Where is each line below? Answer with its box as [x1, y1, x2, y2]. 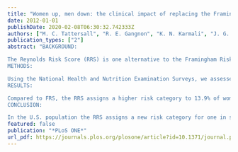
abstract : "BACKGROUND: [7, 43, 78, 50]
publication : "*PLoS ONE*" [7, 127, 87, 134]
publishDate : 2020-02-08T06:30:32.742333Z [7, 23, 135, 30]
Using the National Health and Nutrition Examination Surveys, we [7, 75, 208, 82]
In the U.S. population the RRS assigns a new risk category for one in [7, 114, 227, 121]
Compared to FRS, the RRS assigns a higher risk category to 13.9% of [7, 95, 220, 102]
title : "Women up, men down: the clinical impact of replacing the [7, 10, 211, 18]
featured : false [7, 121, 55, 128]
